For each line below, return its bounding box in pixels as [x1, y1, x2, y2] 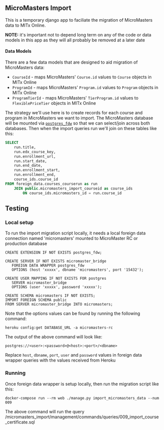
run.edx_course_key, [14, 149, 56, 154]
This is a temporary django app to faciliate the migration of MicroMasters [5, 17, 153, 23]
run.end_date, [14, 163, 43, 168]
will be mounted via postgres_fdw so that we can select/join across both [5, 120, 150, 126]
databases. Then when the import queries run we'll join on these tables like [5, 126, 157, 132]
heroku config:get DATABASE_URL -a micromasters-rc [5, 325, 113, 331]
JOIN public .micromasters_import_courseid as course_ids [14, 186, 133, 191]
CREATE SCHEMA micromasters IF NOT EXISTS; [5, 293, 96, 298]
